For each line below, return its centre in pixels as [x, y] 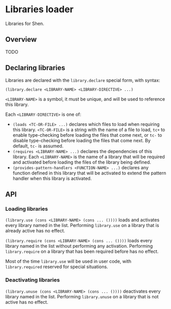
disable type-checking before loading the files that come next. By [81, 140]
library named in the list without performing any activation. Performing [79, 246]
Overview [21, 40]
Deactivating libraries [33, 280]
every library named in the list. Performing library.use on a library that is [82, 225]
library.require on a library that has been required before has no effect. [82, 251]
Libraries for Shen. [25, 23]
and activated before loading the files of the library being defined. [82, 162]
